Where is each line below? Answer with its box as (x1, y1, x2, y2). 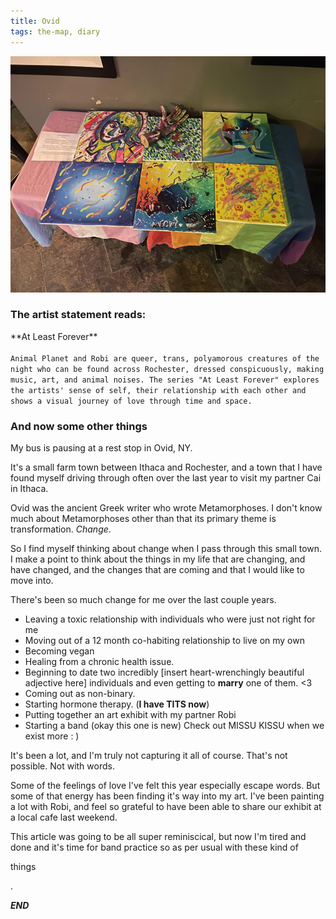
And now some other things (10, 419, 148, 433)
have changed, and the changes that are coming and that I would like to (10, 564, 305, 576)
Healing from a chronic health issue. (24, 656, 175, 668)
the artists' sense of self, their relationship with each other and (10, 385, 307, 395)
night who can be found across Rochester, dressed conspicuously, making (10, 364, 325, 374)
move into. (10, 575, 54, 587)
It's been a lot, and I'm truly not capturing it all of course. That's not (10, 750, 288, 762)
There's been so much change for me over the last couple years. (10, 594, 277, 606)
